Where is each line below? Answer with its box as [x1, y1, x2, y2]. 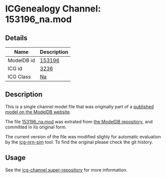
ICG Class [7, 73, 31, 80]
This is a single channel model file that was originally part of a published [5, 103, 154, 109]
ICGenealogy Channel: [5, 3, 101, 15]
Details [5, 34, 27, 42]
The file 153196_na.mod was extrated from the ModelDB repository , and [5, 118, 153, 124]
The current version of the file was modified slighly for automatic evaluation [5, 133, 161, 139]
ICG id [7, 65, 22, 72]
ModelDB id [7, 57, 35, 64]
